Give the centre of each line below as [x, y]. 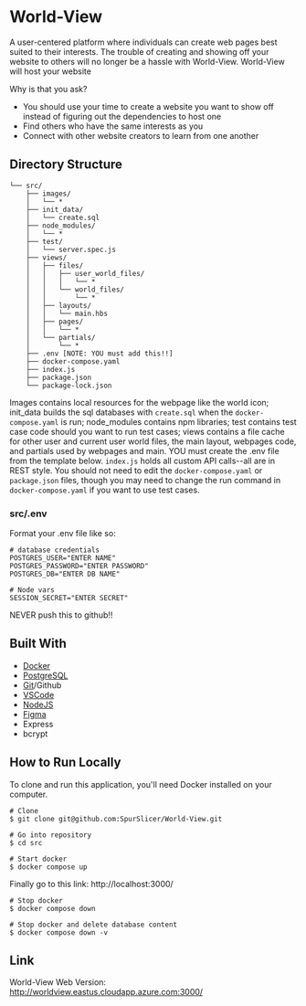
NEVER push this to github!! [61, 615]
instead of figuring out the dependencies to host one [122, 116]
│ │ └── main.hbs [67, 313]
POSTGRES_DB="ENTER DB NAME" [65, 574]
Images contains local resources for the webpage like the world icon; [139, 402]
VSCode [38, 694]
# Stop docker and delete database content [94, 925]
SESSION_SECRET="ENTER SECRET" [69, 598]
